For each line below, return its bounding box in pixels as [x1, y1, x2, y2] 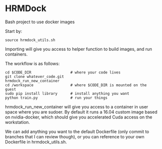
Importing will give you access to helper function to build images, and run [5, 46, 152, 52]
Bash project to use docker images [5, 19, 75, 25]
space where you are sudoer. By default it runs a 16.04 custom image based [5, 109, 158, 115]
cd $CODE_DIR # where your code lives [5, 70, 121, 75]
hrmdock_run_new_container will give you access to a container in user [5, 104, 148, 109]
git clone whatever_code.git [5, 74, 64, 79]
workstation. [5, 119, 30, 125]
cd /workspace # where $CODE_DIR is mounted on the [5, 83, 147, 88]
